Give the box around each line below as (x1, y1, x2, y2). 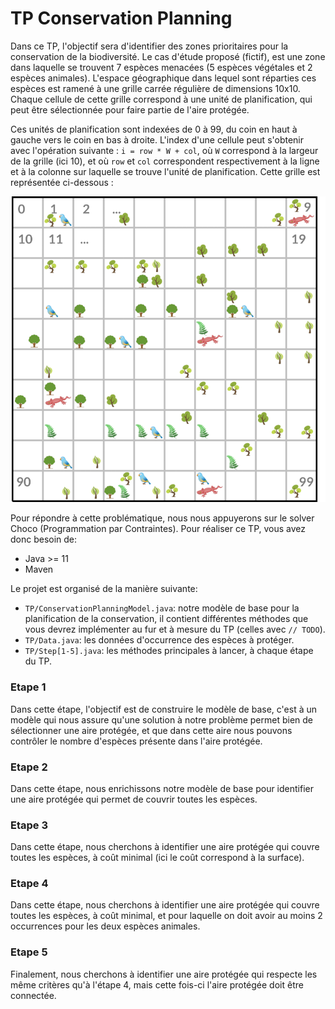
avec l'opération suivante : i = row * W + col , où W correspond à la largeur (10, 144, 319, 156)
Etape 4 (10, 877, 49, 891)
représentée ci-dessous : (10, 176, 114, 188)
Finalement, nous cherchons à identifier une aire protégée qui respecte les (10, 968, 318, 980)
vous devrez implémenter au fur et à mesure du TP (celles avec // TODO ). (24, 623, 326, 636)
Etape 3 (10, 818, 48, 832)
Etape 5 (10, 945, 48, 959)
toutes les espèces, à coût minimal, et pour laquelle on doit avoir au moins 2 (10, 910, 323, 922)
